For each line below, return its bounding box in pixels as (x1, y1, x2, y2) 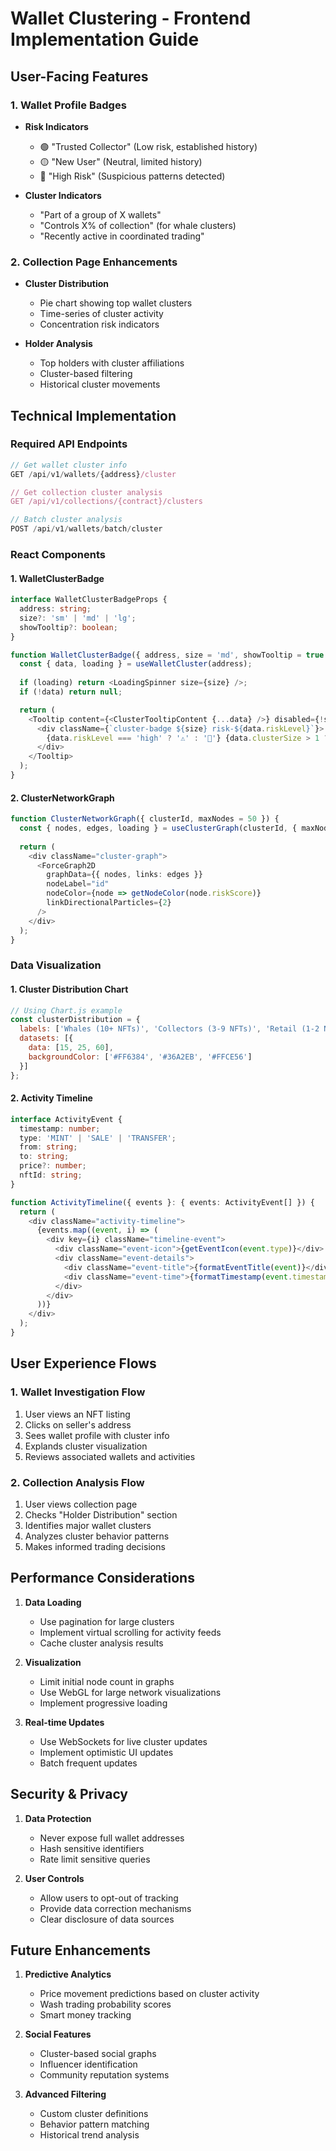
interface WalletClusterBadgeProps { (10, 595, 168, 605)
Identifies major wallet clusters (24, 1519, 152, 1531)
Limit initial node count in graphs (39, 1675, 175, 1687)
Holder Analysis (24, 338, 93, 350)
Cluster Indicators (24, 189, 102, 201)
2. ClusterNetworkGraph (10, 792, 115, 804)
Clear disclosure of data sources (39, 1913, 175, 1925)
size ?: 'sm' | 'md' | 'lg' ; (19, 613, 137, 623)
